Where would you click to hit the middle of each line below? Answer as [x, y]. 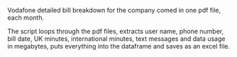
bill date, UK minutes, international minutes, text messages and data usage [116, 39]
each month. [26, 18]
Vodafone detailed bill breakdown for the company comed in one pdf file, [114, 10]
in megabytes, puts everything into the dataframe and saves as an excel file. [119, 46]
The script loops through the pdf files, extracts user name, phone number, [116, 31]
